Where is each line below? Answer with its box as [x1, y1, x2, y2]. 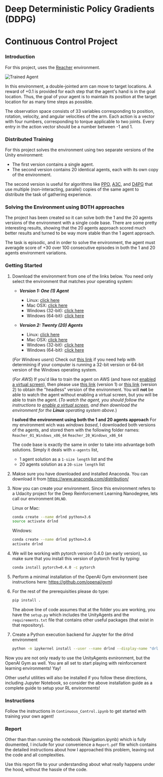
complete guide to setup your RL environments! [5, 685, 101, 691]
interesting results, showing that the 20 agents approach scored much [5, 225, 146, 231]
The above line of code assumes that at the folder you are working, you [12, 606, 156, 612]
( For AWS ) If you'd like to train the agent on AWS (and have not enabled [12, 376, 156, 382]
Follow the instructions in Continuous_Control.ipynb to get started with [5, 708, 147, 714]
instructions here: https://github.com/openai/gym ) [12, 579, 113, 584]
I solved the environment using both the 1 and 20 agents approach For [12, 417, 157, 423]
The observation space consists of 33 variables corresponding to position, [5, 108, 155, 114]
